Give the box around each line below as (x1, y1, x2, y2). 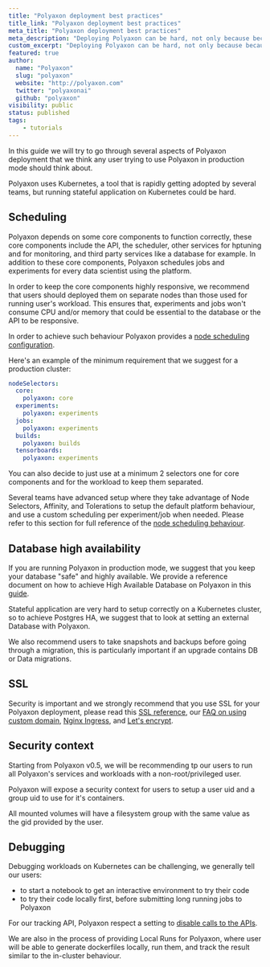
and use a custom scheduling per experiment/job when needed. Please (8, 510, 244, 519)
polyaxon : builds (22, 439, 81, 447)
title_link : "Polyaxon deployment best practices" (8, 19, 182, 27)
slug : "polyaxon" (15, 72, 74, 80)
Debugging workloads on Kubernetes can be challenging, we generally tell (8, 862, 256, 871)
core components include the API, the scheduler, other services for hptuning (8, 240, 262, 250)
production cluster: (8, 363, 72, 374)
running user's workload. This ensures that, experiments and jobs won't (8, 298, 247, 308)
